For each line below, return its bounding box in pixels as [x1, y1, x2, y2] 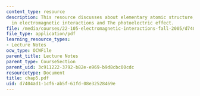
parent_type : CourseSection [6, 58, 76, 64]
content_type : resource [6, 8, 65, 15]
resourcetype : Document [6, 70, 65, 76]
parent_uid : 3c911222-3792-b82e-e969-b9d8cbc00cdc [6, 64, 135, 70]
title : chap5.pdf [6, 75, 49, 81]
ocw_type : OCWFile [6, 48, 52, 54]
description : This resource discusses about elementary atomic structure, [6, 14, 196, 20]
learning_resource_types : [6, 36, 70, 42]
